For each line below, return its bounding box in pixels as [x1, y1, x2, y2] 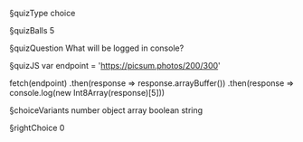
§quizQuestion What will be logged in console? [9, 43, 185, 53]
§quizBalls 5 [9, 25, 55, 35]
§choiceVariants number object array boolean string [9, 105, 204, 116]
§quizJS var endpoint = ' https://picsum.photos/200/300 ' [9, 61, 221, 71]
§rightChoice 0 [9, 122, 65, 133]
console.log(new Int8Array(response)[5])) [9, 88, 166, 98]
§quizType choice [9, 8, 76, 18]
